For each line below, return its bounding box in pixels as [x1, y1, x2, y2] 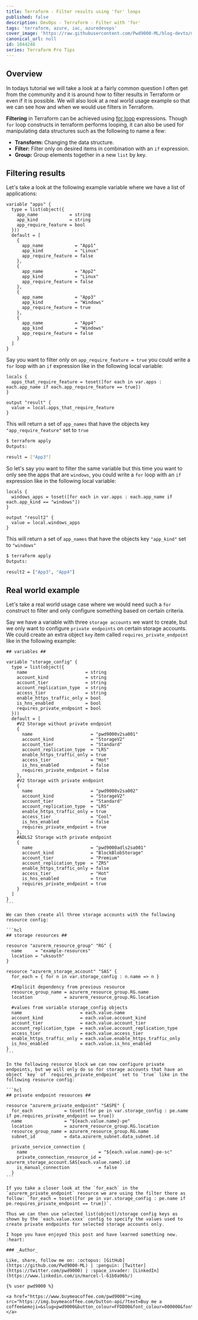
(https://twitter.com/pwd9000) [6, 1268, 83, 1274]
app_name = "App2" [21, 269, 96, 275]
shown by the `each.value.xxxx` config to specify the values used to [6, 1216, 183, 1222]
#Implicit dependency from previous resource [11, 984, 126, 990]
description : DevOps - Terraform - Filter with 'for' [6, 19, 141, 25]
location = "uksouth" [11, 953, 65, 959]
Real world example [6, 585, 80, 595]
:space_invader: [90, 1268, 131, 1274]
